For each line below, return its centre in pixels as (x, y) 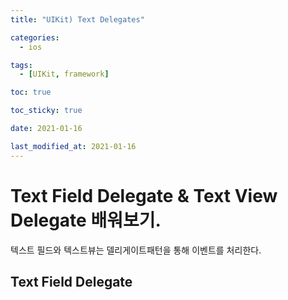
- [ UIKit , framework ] (64, 74)
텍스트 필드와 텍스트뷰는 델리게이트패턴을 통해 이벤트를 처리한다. (136, 250)
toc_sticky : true (46, 111)
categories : (35, 37)
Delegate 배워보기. (86, 220)
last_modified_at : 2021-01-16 (73, 146)
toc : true (31, 92)
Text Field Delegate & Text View (144, 195)
